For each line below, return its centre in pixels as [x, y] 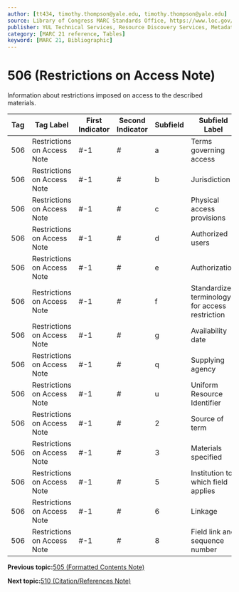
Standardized [213, 288]
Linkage [205, 512]
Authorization [213, 268]
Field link [206, 532]
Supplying [208, 360]
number [204, 550]
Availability [209, 331]
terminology [211, 297]
